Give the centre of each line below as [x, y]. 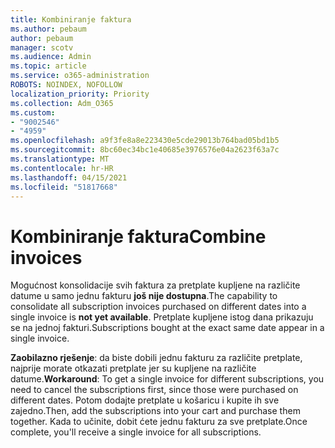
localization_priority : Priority [80, 94]
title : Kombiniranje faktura [71, 19]
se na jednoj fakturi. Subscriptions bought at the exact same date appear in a [167, 328]
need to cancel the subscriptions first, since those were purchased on [154, 390]
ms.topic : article [48, 66]
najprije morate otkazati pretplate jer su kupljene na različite [133, 368]
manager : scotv [42, 47]
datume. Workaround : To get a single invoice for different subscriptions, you [167, 379]
